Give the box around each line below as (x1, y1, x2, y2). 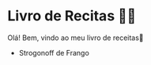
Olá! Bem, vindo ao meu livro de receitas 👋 (7, 33, 144, 42)
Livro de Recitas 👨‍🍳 (7, 7, 137, 25)
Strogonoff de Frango (18, 48, 90, 57)
